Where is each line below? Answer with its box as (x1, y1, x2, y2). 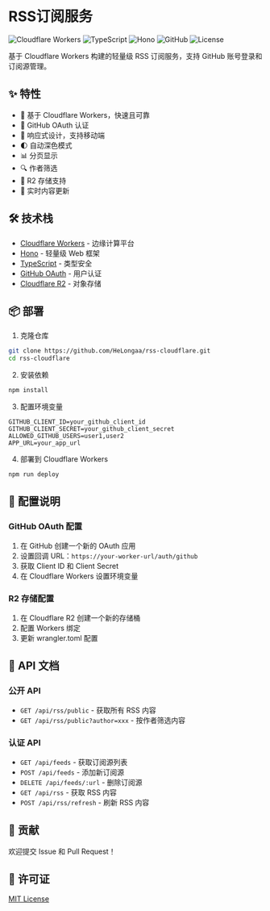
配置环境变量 (19, 402, 63, 412)
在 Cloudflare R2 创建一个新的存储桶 (19, 612, 141, 622)
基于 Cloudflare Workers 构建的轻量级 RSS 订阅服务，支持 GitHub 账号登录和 (8, 51, 263, 61)
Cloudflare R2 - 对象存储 (19, 278, 102, 288)
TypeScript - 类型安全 (19, 258, 93, 268)
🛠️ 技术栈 (8, 211, 54, 226)
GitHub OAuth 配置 (8, 521, 83, 533)
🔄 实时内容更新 (19, 186, 70, 195)
